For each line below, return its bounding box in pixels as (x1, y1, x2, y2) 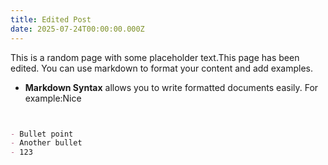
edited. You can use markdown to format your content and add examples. (10, 62, 314, 74)
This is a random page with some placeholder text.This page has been (10, 51, 300, 63)
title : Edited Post (10, 14, 92, 25)
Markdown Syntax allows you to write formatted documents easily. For (24, 81, 319, 93)
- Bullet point (10, 129, 74, 139)
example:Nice (24, 92, 82, 104)
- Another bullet (10, 138, 83, 148)
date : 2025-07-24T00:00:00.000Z (10, 24, 145, 34)
